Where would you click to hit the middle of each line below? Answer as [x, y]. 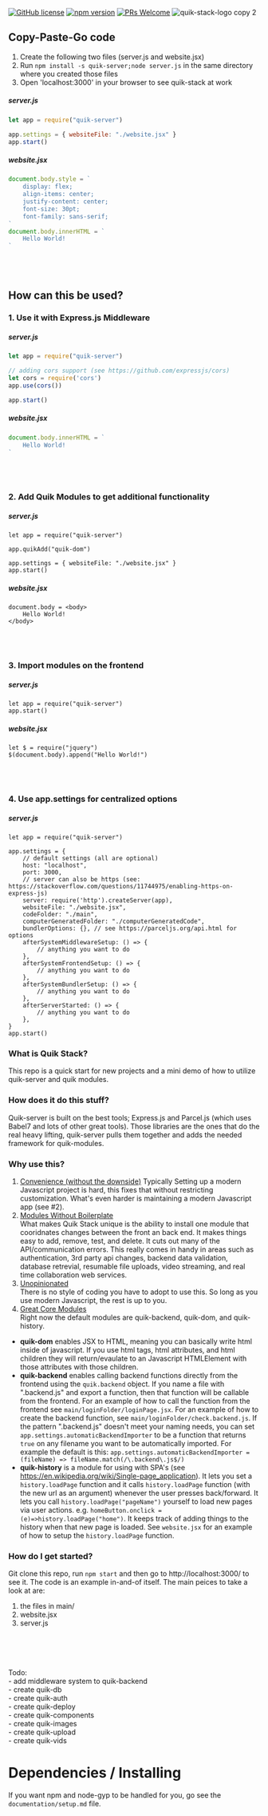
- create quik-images [43, 1724]
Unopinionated [44, 1283]
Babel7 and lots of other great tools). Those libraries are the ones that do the [134, 1126]
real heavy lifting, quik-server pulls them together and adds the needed [125, 1134]
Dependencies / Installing [95, 1773]
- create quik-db [35, 1690]
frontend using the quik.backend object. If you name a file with [122, 1384]
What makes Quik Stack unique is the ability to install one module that [134, 1224]
